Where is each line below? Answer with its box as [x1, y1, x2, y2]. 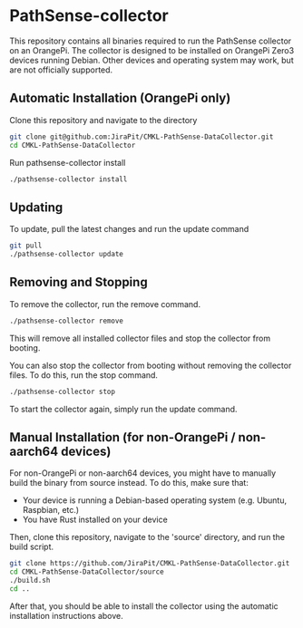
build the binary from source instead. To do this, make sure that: [9, 478, 249, 488]
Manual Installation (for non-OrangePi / [9, 430, 236, 445]
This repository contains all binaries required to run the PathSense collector [9, 35, 292, 46]
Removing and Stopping [9, 275, 148, 290]
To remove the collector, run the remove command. [9, 298, 201, 309]
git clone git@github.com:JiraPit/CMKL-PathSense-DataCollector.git [9, 132, 274, 141]
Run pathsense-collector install [9, 157, 126, 168]
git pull [9, 241, 43, 250]
